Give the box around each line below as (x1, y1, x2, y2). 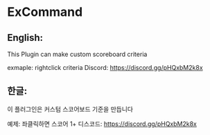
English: (7, 32, 44, 44)
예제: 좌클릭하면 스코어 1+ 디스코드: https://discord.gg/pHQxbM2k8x (7, 119, 198, 128)
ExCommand (7, 4, 83, 20)
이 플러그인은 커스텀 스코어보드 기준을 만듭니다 (7, 105, 134, 113)
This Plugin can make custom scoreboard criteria (7, 50, 148, 58)
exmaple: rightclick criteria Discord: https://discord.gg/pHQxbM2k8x (7, 64, 203, 71)
